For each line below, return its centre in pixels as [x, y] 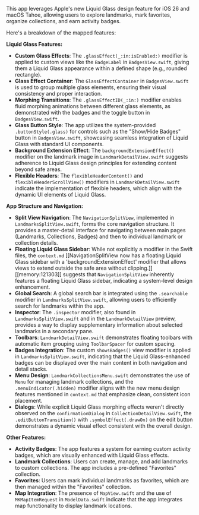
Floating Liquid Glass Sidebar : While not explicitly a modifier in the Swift [104, 249]
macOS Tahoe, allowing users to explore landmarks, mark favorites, [89, 15]
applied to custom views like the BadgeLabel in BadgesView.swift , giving [102, 62]
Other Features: [26, 437]
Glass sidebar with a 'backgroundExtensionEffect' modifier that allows [101, 262]
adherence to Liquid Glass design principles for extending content [96, 163]
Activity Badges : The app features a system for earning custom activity [103, 449]
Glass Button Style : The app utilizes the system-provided [85, 125]
